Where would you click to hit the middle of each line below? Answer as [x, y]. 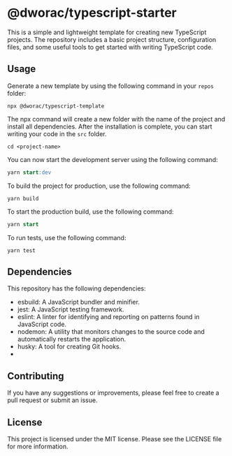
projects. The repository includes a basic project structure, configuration [112, 39]
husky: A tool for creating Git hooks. [69, 346]
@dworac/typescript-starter [92, 13]
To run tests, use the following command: [67, 237]
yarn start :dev [29, 172]
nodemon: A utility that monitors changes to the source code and [111, 332]
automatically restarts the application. [72, 339]
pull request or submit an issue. [52, 400]
